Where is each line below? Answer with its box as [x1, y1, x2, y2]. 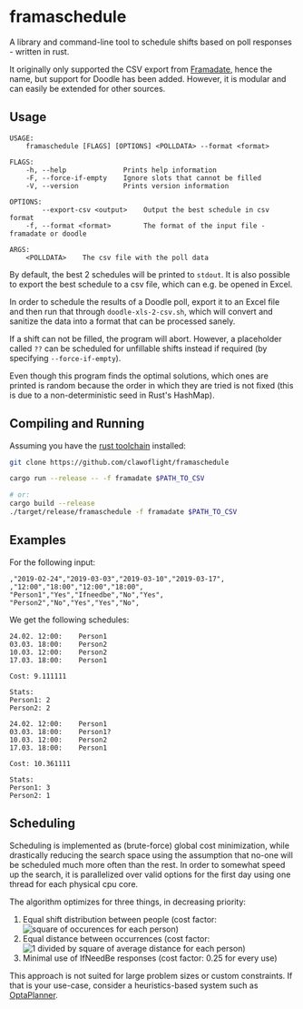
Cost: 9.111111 [9, 671, 67, 681]
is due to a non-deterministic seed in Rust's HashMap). [9, 389, 215, 400]
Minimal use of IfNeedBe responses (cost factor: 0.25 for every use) [22, 953, 279, 964]
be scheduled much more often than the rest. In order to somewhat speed [9, 859, 286, 870]
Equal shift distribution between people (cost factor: [22, 913, 218, 924]
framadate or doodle [9, 229, 88, 238]
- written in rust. [9, 45, 70, 56]
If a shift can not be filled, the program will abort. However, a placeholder [9, 333, 283, 344]
